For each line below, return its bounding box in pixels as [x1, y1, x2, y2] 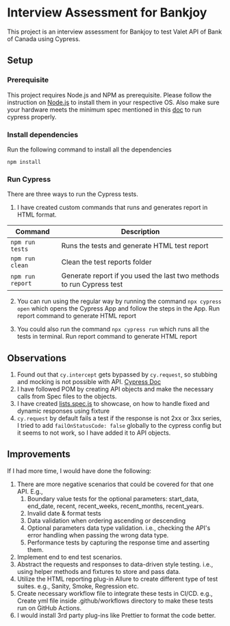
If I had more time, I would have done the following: [7, 466, 152, 474]
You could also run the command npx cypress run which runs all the [16, 325, 210, 333]
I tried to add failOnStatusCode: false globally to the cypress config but [16, 422, 222, 430]
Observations [7, 352, 67, 364]
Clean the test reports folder [61, 257, 152, 267]
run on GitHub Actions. [16, 603, 82, 612]
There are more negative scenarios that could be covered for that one [16, 480, 214, 488]
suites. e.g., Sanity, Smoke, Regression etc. [16, 581, 139, 590]
